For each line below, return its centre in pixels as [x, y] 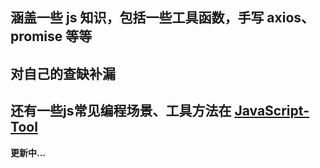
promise [36, 36]
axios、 [290, 18]
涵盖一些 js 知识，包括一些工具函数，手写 [137, 18]
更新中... [28, 152]
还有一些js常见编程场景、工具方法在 [121, 111]
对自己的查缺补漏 [63, 73]
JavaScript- [272, 111]
